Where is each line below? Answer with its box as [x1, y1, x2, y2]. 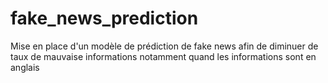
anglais [10, 61, 40, 73]
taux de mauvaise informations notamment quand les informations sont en [10, 50, 317, 62]
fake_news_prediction [10, 7, 199, 30]
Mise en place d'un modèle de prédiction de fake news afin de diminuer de [10, 40, 319, 52]
